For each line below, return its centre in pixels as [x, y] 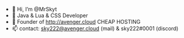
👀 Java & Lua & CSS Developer [50, 15]
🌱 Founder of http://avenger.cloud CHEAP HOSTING [76, 22]
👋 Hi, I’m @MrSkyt [34, 9]
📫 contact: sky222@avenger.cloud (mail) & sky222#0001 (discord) [95, 28]
